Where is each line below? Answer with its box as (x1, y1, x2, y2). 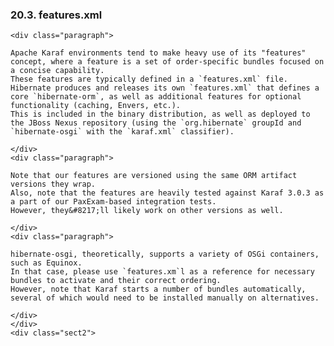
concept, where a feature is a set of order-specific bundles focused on (10, 57, 325, 67)
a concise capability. (10, 66, 105, 76)
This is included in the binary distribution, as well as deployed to (10, 109, 311, 120)
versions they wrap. (10, 179, 97, 190)
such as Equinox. (10, 258, 83, 268)
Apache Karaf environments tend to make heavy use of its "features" (10, 48, 307, 58)
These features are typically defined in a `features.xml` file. (10, 74, 288, 85)
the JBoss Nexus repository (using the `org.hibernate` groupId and (10, 118, 302, 128)
